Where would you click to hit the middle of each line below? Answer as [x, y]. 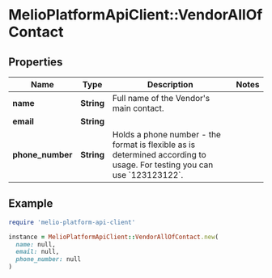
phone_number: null [49, 259]
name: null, [36, 244]
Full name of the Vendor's [161, 98]
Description [170, 84]
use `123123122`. [148, 175]
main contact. [138, 108]
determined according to [159, 155]
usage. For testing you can [163, 165]
